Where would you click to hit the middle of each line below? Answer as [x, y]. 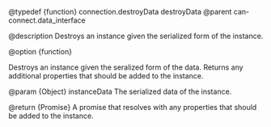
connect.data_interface [47, 20]
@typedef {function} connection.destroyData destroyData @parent [120, 12]
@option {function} [40, 51]
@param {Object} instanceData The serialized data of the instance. [120, 91]
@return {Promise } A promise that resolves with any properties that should [133, 107]
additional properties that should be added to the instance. [106, 76]
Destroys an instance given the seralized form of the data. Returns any [126, 67]
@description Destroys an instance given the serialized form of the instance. [136, 36]
